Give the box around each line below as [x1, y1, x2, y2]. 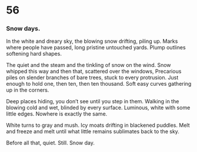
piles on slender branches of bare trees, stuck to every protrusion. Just [6, 74, 179, 81]
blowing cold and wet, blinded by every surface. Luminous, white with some [6, 104, 191, 112]
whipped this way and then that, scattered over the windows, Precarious [6, 68, 182, 75]
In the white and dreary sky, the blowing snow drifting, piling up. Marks [6, 38, 178, 45]
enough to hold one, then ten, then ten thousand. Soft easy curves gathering [6, 80, 192, 87]
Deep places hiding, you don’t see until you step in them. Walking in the [6, 98, 179, 105]
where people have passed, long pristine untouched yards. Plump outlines [6, 44, 186, 51]
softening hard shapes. [6, 50, 62, 58]
